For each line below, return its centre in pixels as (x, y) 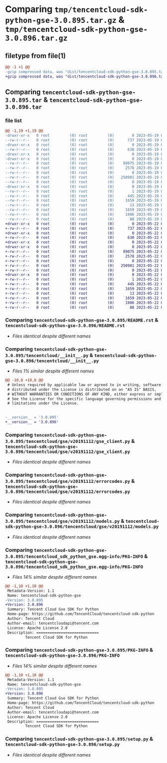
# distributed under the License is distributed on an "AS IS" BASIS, (82, 389)
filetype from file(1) (36, 56)
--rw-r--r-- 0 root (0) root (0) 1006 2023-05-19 (82, 215)
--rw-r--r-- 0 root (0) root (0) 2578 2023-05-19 (82, 168)
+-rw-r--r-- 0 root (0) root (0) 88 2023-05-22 (82, 307)
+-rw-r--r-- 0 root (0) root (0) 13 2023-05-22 (82, 293)
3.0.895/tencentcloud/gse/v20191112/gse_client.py (68, 441)
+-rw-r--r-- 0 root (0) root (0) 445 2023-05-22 (82, 284)
